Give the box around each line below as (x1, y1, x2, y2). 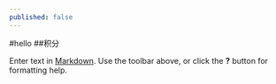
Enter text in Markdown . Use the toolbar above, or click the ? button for (9, 55, 268, 66)
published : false (9, 12, 73, 22)
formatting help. (9, 65, 68, 75)
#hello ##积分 (9, 38, 60, 48)
